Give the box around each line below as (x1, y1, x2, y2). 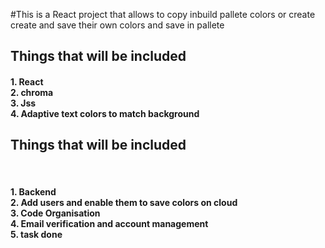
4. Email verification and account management (10, 218, 209, 230)
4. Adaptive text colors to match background (10, 107, 200, 119)
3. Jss (10, 97, 37, 109)
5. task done (10, 229, 63, 241)
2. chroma (10, 86, 54, 98)
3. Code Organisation (10, 207, 101, 219)
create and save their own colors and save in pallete (10, 19, 225, 31)
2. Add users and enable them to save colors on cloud (10, 197, 238, 209)
